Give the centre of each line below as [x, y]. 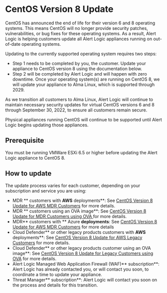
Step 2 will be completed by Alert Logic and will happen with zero [80, 74]
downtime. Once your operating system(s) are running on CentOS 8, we [86, 79]
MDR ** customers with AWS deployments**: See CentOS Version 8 [83, 200]
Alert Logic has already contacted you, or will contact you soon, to [81, 269]
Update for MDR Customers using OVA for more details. [70, 216]
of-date [13, 44]
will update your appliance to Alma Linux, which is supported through [83, 84]
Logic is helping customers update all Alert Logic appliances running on [79, 39]
